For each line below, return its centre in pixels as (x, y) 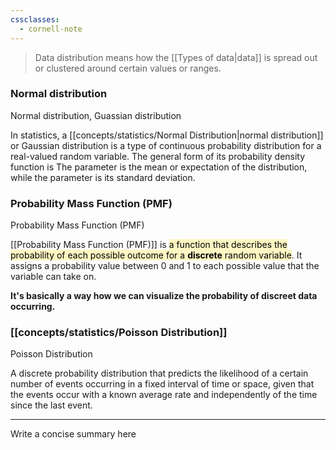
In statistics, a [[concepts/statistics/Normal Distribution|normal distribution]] (167, 135)
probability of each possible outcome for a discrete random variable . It (156, 255)
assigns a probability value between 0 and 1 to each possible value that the (165, 266)
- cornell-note (51, 29)
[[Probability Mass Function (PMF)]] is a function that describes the (149, 245)
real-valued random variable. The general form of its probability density (158, 156)
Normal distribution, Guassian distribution (96, 115)
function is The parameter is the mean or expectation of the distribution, (159, 167)
